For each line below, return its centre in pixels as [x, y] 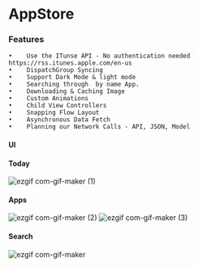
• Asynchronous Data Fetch [60, 120]
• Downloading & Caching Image [67, 91]
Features [26, 40]
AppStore [41, 14]
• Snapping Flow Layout [54, 113]
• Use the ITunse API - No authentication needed [99, 56]
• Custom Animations [49, 99]
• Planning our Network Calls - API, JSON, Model [99, 127]
